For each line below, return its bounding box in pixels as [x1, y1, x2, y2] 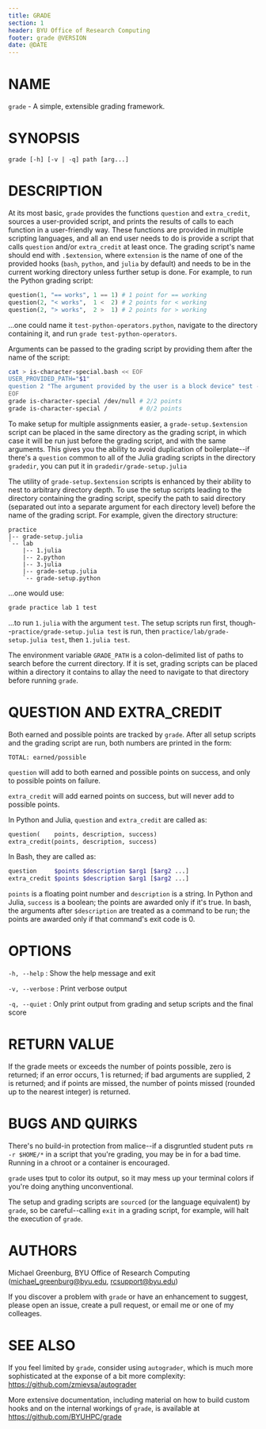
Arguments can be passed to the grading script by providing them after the [8, 344, 253, 353]
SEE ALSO [8, 1337, 76, 1354]
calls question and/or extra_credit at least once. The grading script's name [8, 241, 256, 251]
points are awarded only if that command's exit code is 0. [8, 915, 196, 924]
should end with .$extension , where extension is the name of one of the [8, 250, 243, 260]
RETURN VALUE [8, 1035, 115, 1053]
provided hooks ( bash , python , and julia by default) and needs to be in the [8, 259, 251, 268]
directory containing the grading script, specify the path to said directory [8, 493, 246, 503]
